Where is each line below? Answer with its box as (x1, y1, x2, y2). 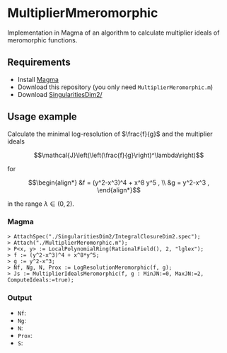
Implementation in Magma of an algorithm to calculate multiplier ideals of (7, 28, 220, 37)
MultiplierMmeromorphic (7, 5, 158, 21)
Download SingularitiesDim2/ (17, 90, 103, 98)
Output (7, 292, 33, 302)
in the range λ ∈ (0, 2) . (7, 199, 74, 208)
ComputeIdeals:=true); (7, 276, 74, 284)
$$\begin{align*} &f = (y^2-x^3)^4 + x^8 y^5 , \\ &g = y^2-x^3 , (28, 178, 210, 187)
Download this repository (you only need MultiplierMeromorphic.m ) (17, 83, 214, 91)
